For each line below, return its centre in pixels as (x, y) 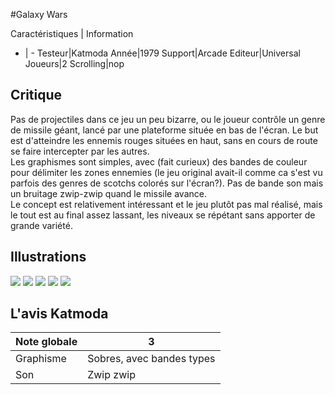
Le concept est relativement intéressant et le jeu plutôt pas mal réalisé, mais (166, 204)
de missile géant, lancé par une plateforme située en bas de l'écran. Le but (164, 130)
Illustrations (48, 257)
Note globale (46, 342)
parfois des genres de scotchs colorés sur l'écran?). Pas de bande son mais (167, 183)
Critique (36, 95)
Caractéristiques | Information (72, 33)
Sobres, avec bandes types (151, 359)
